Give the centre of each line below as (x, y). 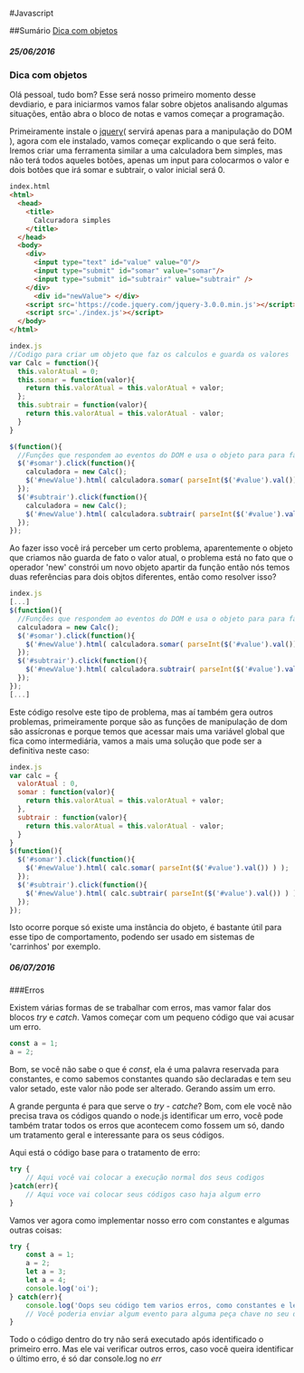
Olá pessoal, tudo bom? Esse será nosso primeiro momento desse (133, 95)
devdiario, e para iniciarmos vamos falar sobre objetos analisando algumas (149, 104)
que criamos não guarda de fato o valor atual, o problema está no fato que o (152, 558)
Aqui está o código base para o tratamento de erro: (105, 1153)
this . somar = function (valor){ (76, 379)
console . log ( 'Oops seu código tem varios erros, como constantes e (155, 1305)
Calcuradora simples (72, 220)
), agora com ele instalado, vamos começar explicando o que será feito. (143, 141)
